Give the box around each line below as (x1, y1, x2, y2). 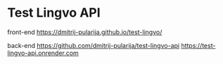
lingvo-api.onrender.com (7, 49, 79, 57)
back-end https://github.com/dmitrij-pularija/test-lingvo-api (7, 41, 180, 49)
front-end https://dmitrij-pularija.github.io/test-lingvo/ (7, 28, 163, 36)
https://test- (181, 41, 216, 49)
